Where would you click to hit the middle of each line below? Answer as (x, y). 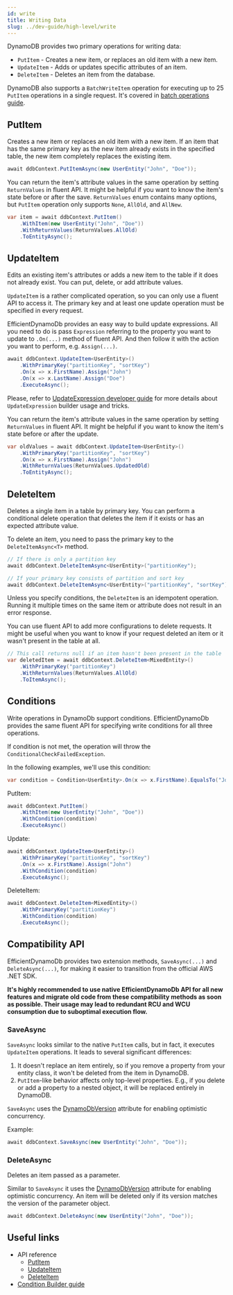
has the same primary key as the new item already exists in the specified (111, 149)
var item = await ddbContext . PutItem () (65, 217)
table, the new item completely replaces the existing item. (89, 156)
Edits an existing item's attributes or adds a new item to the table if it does (113, 275)
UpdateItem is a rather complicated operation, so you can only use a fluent (113, 296)
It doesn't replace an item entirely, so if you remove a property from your (121, 1065)
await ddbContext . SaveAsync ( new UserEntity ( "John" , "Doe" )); (97, 1142)
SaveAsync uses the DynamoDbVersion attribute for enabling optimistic (107, 1108)
